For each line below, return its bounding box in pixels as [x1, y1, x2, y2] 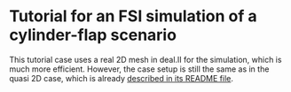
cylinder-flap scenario [9, 25, 177, 45]
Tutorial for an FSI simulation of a [9, 6, 257, 27]
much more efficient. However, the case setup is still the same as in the [9, 64, 270, 74]
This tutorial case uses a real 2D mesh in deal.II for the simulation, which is [9, 54, 282, 65]
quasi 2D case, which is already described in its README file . [9, 73, 233, 83]
